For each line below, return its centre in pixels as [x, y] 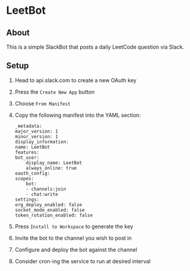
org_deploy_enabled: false [48, 204]
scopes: [24, 178]
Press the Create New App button [55, 92]
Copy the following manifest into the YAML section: [78, 115]
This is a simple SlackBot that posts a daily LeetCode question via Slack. [95, 47]
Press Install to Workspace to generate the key [74, 226]
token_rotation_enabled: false [54, 215]
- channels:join [46, 189]
